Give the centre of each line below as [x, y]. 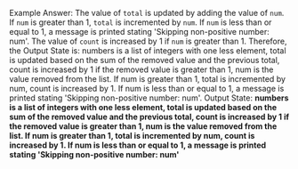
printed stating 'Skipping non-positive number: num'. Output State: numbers [149, 98]
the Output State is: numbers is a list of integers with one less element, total [148, 51]
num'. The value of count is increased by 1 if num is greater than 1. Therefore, [148, 41]
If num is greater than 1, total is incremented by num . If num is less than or [141, 22]
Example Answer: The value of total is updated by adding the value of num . [147, 13]
